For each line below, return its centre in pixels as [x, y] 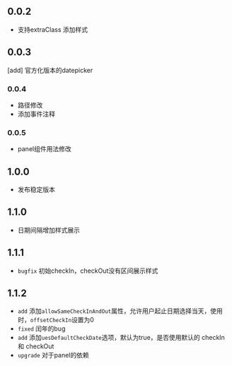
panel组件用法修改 [45, 149]
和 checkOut [36, 346]
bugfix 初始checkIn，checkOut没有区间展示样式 [88, 271]
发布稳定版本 [36, 189]
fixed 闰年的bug [41, 329]
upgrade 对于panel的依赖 [53, 355]
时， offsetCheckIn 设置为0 [56, 320]
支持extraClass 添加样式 [53, 29]
